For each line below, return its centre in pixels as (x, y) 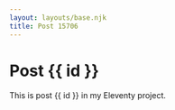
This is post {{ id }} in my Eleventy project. (88, 96)
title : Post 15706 (44, 26)
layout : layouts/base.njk (58, 18)
